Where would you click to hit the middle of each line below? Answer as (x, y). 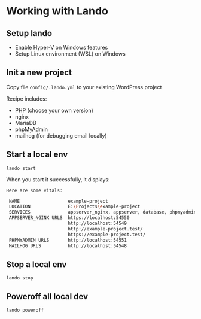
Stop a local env (36, 264)
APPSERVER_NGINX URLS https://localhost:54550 (69, 218)
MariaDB (26, 123)
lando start (21, 168)
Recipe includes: (27, 98)
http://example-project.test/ (106, 229)
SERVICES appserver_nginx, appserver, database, (88, 212)
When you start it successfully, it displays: (58, 179)
